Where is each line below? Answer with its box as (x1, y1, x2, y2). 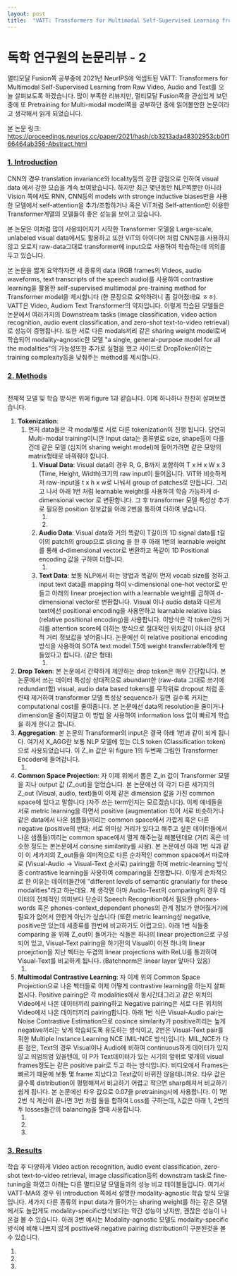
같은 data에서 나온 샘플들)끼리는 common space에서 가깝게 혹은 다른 (17, 815, 209, 824)
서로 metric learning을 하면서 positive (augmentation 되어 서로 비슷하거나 (17, 807, 224, 815)
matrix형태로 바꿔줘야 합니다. (28, 452, 109, 461)
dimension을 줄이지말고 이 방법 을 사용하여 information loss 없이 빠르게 (17, 711, 217, 719)
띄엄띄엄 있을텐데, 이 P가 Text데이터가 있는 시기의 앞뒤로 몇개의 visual (30, 1052, 224, 1061)
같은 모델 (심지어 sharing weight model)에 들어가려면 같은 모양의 (41, 443, 222, 451)
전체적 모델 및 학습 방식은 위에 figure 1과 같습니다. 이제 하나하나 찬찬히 (7, 394, 202, 403)
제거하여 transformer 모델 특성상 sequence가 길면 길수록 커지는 (30, 693, 209, 702)
